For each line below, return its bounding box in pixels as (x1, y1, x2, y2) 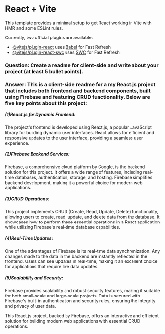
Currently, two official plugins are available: (5, 35, 93, 40)
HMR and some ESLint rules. (5, 25, 63, 31)
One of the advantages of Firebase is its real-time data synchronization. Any (5, 248, 160, 254)
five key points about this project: (5, 100, 87, 107)
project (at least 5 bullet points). (5, 68, 84, 74)
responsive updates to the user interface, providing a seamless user (5, 135, 143, 141)
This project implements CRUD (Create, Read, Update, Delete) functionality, (5, 208, 159, 214)
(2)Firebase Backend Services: (5, 151, 70, 157)
